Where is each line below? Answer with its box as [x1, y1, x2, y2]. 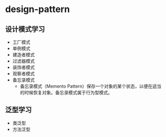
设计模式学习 [5, 25, 45, 33]
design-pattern [5, 4, 70, 15]
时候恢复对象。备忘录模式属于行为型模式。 [24, 90, 113, 95]
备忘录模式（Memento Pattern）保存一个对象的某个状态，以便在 [20, 83, 153, 89]
